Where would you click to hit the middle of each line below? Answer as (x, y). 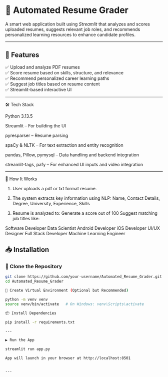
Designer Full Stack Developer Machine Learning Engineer (65, 233)
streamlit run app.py (28, 349)
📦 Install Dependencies (31, 313)
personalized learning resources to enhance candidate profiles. (70, 34)
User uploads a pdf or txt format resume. (54, 188)
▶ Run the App (20, 340)
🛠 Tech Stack (19, 104)
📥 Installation (27, 250)
